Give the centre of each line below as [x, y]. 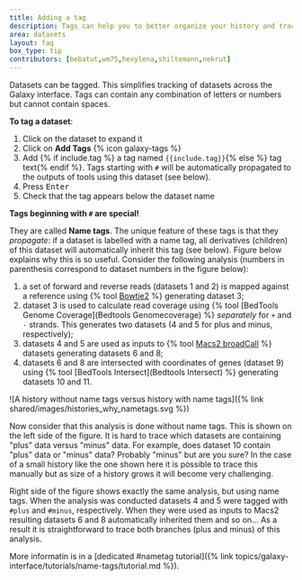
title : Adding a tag [48, 18]
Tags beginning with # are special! [74, 213]
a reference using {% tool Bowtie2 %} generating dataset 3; [133, 296]
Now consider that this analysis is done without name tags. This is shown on [151, 426]
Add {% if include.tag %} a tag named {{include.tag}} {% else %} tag [152, 158]
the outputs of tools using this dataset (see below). [116, 177]
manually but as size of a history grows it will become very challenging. [142, 474]
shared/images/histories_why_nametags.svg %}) [100, 409]
